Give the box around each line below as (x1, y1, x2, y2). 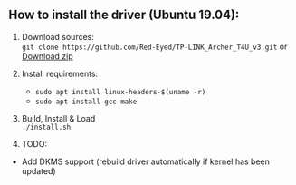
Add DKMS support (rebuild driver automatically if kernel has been (21, 156, 271, 167)
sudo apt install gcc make (34, 97, 138, 106)
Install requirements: (21, 68, 99, 79)
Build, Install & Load (21, 112, 96, 123)
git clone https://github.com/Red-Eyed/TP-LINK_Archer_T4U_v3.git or (21, 41, 288, 52)
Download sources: (21, 31, 94, 42)
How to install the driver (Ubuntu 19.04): (8, 7, 240, 23)
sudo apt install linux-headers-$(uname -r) (34, 87, 206, 96)
